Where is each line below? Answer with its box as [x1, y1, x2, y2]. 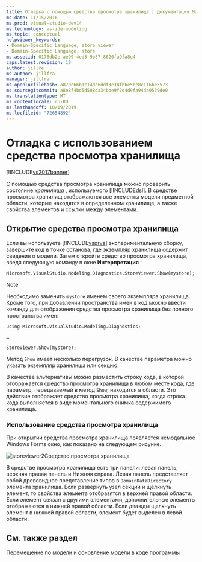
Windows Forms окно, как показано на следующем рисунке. [6, 441, 161, 448]
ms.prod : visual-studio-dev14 [6, 20, 82, 26]
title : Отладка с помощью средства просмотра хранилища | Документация [6, 8, 189, 15]
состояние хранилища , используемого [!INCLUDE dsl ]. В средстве [6, 187, 177, 194]
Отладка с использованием [6, 136, 153, 150]
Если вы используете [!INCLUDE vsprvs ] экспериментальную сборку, [6, 240, 183, 247]
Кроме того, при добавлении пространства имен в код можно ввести [6, 299, 186, 307]
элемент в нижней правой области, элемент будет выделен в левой [6, 509, 182, 516]
